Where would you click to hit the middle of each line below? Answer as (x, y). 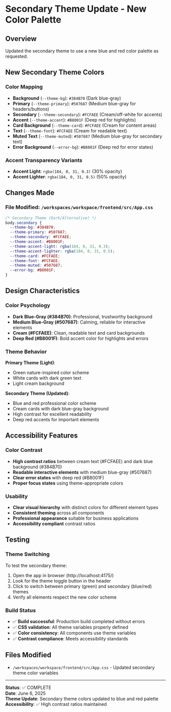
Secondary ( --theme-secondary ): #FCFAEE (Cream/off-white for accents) (88, 114)
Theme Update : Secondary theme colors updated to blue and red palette (82, 699)
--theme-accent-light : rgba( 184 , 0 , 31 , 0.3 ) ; (60, 246)
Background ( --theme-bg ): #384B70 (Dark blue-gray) (67, 98)
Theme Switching (27, 554)
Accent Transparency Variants (44, 160)
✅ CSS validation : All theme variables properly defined (70, 627)
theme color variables (35, 673)
